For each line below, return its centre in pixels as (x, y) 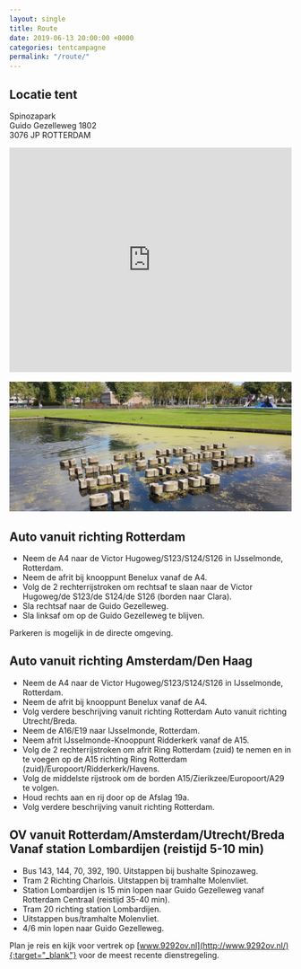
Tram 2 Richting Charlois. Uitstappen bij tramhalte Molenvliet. (135, 880)
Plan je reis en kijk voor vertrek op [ (75, 945)
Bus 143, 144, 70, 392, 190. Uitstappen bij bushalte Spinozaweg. (140, 870)
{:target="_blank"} (43, 955)
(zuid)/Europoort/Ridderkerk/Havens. (91, 769)
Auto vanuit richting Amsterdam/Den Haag (131, 661)
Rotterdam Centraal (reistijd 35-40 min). (96, 899)
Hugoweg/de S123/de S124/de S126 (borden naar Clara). (127, 596)
